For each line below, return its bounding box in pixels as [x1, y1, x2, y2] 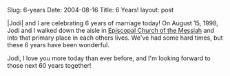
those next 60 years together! [7, 62, 92, 69]
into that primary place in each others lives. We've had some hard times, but [7, 34, 223, 42]
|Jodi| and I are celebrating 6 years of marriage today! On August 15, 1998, [7, 19, 219, 27]
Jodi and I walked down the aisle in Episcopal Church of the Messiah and [7, 27, 215, 34]
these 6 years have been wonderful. [7, 41, 110, 49]
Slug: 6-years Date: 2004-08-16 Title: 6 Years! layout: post [7, 6, 174, 14]
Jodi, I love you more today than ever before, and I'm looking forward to [7, 54, 211, 62]
